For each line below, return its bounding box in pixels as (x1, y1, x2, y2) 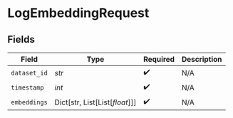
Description (181, 55, 222, 64)
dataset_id (11, 69, 48, 77)
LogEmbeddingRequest (7, 5, 150, 21)
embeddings (11, 98, 48, 106)
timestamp (11, 83, 44, 92)
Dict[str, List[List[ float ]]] (54, 97, 137, 107)
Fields (7, 33, 36, 45)
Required (143, 55, 175, 64)
